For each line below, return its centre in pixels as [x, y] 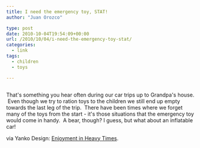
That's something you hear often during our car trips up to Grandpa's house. [100, 95]
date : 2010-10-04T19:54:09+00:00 [48, 34]
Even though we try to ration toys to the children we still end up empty [94, 101]
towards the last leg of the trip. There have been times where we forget [95, 107]
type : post [20, 28]
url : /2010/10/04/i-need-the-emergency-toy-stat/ [69, 40]
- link [20, 51]
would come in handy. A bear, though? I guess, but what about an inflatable [99, 120]
